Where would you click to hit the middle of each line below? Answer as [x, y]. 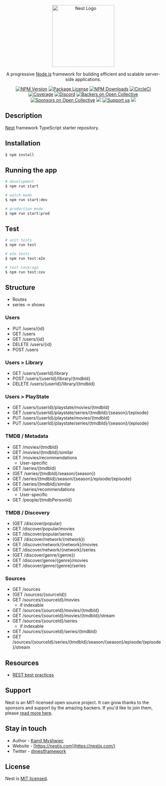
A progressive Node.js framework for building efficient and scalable [75, 74]
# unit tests [19, 240]
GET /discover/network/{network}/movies [55, 544]
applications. [88, 79]
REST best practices [33, 675]
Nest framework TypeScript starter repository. [52, 128]
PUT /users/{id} [28, 328]
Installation [23, 143]
